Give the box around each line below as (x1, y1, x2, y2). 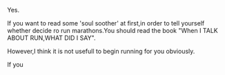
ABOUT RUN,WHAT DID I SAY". (7, 34, 96, 42)
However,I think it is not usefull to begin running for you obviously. (7, 47, 195, 55)
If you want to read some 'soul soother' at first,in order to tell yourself (7, 19, 205, 27)
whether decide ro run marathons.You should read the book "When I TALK (7, 27, 219, 34)
